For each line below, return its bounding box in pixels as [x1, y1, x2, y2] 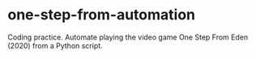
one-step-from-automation [7, 6, 196, 24]
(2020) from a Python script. [7, 40, 103, 50]
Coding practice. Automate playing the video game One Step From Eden [7, 32, 249, 42]
